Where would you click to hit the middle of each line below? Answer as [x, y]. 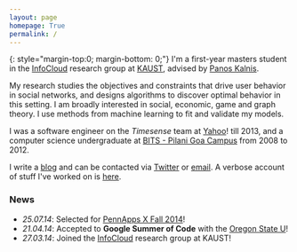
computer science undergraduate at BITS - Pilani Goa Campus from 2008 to [148, 141]
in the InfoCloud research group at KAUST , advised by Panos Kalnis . [134, 68]
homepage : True [37, 26]
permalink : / [33, 34]
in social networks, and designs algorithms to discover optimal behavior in [145, 95]
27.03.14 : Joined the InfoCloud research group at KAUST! [126, 238]
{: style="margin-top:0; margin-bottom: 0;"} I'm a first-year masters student [148, 59]
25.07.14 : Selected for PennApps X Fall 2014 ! [104, 219]
